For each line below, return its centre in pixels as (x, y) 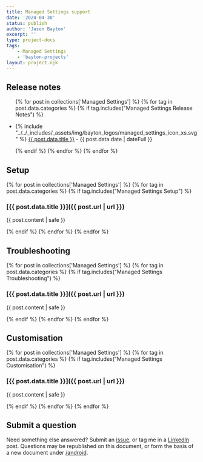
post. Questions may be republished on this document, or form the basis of (100, 446)
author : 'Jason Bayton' (36, 29)
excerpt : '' (21, 35)
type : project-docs (31, 40)
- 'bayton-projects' (43, 57)
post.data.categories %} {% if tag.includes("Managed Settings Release (104, 108)
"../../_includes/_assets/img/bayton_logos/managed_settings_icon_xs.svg (106, 133)
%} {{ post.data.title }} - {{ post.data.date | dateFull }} (86, 139)
